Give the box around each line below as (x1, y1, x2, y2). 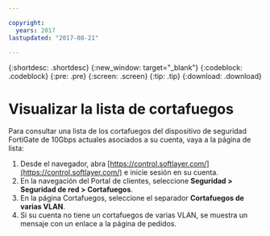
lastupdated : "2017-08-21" (8, 34, 99, 42)
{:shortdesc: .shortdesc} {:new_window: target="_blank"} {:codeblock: (8, 63, 243, 72)
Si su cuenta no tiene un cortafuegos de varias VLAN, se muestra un (19, 210, 248, 220)
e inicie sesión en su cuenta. (123, 168, 219, 177)
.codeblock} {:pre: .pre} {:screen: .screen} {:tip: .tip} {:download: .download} (8, 72, 262, 81)
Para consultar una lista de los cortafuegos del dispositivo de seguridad (8, 126, 247, 136)
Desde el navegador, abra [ (19, 159, 110, 169)
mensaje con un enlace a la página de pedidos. (19, 219, 177, 229)
